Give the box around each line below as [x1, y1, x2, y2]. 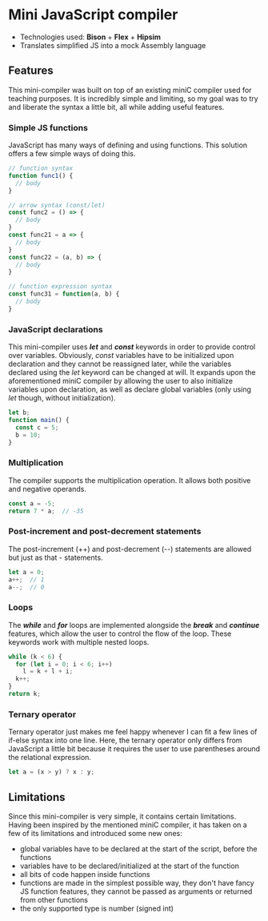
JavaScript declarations [8, 324, 103, 335]
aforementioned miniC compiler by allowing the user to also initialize [8, 376, 234, 386]
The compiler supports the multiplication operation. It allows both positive [8, 475, 251, 485]
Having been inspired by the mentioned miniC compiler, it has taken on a [8, 819, 248, 830]
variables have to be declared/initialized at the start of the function [19, 861, 240, 871]
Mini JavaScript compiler [8, 6, 178, 24]
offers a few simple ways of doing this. [8, 149, 136, 159]
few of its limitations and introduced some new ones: [8, 828, 182, 838]
